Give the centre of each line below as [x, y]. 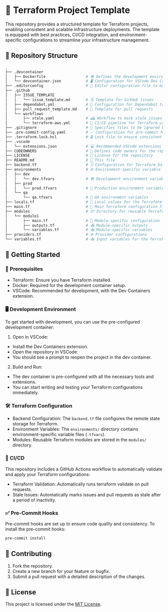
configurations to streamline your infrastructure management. [86, 40]
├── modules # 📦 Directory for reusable [75, 211]
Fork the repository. [33, 566]
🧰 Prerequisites [24, 269]
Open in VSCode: [30, 336]
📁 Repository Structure [41, 56]
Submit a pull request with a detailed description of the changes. [79, 576]
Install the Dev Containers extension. [50, 346]
